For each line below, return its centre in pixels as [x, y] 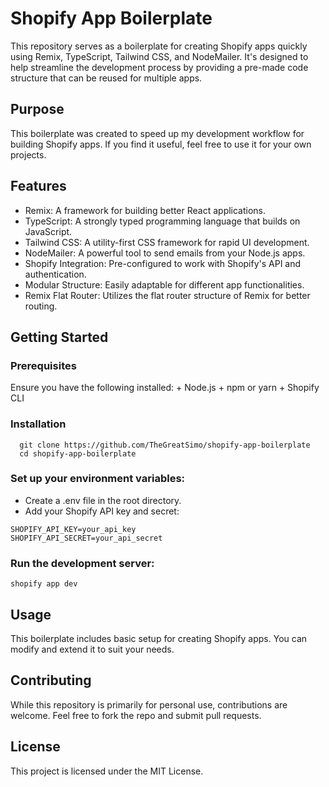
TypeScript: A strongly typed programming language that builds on [162, 221]
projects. [28, 154]
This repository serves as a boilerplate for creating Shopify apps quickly [159, 46]
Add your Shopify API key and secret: [102, 511]
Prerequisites [43, 365]
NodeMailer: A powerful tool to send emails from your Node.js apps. [165, 253]
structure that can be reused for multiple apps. [106, 78]
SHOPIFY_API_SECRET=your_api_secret [86, 538]
